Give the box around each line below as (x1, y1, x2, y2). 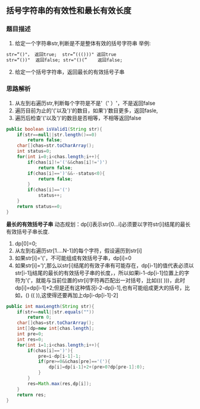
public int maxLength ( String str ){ (6, 303, 95, 309)
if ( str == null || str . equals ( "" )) (17, 309, 95, 315)
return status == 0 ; (17, 203, 62, 209)
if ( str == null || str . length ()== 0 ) (17, 131, 97, 138)
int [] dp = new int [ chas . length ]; (17, 326, 95, 332)
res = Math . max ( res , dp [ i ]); (27, 380, 92, 386)
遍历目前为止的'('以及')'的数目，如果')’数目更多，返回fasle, (14, 106, 158, 114)
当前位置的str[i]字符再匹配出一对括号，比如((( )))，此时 (51, 276, 186, 284)
